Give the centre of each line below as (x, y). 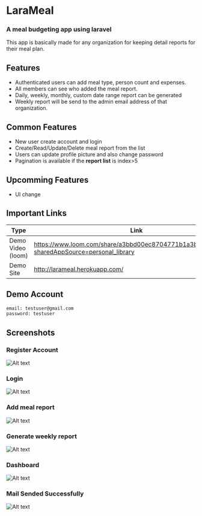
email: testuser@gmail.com (40, 308)
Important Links (37, 213)
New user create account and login (58, 142)
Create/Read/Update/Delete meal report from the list (80, 148)
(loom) (19, 255)
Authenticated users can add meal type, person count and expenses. (100, 83)
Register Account (32, 349)
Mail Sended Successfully (45, 494)
